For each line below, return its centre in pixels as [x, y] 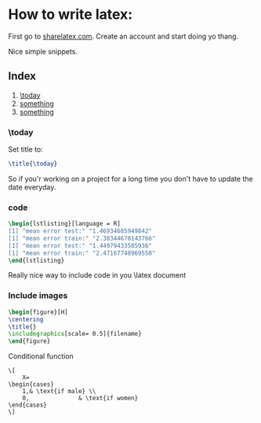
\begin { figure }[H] [38, 312]
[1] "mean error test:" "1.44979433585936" [80, 245]
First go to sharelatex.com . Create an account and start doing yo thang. [123, 36]
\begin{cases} [31, 384]
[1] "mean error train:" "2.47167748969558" [82, 253]
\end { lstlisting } [36, 260]
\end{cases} [27, 405]
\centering [26, 319]
